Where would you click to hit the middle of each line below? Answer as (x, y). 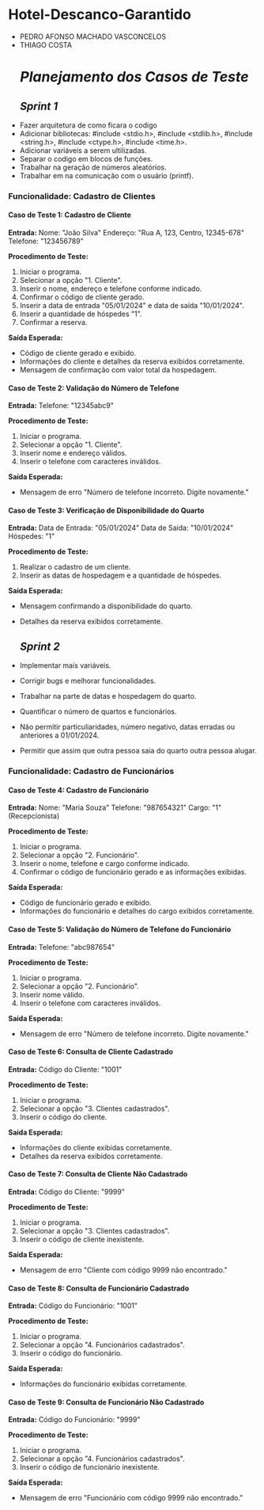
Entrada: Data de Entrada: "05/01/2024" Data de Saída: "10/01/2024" (121, 528)
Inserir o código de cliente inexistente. (82, 1239)
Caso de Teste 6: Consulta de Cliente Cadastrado (91, 1052)
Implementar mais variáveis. (65, 665)
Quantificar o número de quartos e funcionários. (98, 711)
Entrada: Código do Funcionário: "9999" (74, 1420)
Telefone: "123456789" (46, 241)
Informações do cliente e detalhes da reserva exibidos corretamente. (132, 361)
